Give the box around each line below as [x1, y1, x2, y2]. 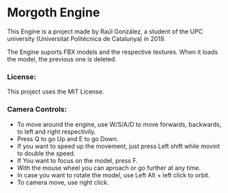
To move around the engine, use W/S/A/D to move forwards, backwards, [16, 120, 222, 128]
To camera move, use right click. [16, 178, 109, 186]
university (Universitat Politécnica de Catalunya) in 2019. [7, 34, 166, 42]
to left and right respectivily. [16, 128, 96, 136]
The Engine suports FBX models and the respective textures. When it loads [7, 48, 218, 56]
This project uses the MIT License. [7, 87, 104, 96]
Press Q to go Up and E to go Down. [16, 134, 119, 143]
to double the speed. [16, 149, 76, 158]
